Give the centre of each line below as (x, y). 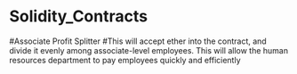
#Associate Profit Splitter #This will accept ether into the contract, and (138, 41)
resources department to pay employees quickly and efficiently (125, 60)
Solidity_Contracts (79, 16)
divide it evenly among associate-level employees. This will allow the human (149, 50)
